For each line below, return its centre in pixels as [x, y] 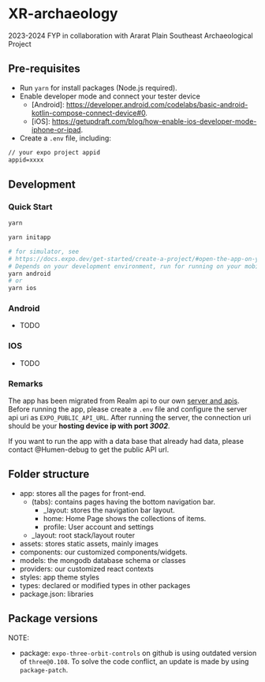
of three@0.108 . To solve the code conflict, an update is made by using [134, 661]
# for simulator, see [44, 252]
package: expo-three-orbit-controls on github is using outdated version [138, 653]
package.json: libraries [56, 594]
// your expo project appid [54, 152]
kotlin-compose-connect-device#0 [88, 113]
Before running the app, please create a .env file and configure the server [128, 409]
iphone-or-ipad [56, 129]
